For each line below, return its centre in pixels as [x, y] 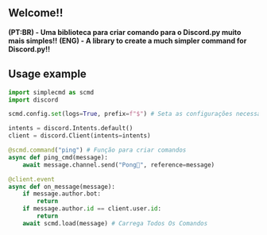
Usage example [48, 74]
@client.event [32, 179]
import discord [33, 100]
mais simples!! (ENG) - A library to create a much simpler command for [128, 40]
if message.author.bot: [62, 194]
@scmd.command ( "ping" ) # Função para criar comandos [97, 150]
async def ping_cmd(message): [58, 157]
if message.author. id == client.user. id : [92, 209]
